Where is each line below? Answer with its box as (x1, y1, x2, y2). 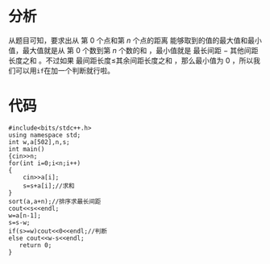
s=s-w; (8, 218, 31, 226)
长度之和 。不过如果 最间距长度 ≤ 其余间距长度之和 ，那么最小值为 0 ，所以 (8, 56, 254, 65)
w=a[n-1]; (8, 211, 42, 220)
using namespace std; (8, 130, 81, 139)
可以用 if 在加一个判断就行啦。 (15, 65, 115, 75)
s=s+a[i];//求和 (23, 182, 75, 190)
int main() (8, 145, 45, 153)
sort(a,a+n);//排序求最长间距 (8, 197, 102, 205)
